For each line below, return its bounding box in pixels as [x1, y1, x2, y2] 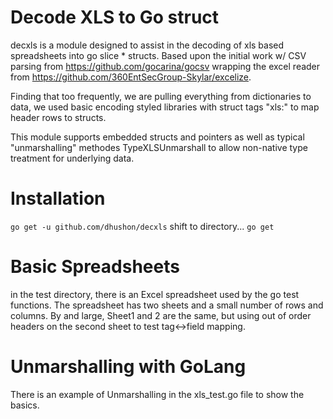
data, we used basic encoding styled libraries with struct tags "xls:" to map [10, 101, 320, 113]
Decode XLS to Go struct [10, 6, 220, 29]
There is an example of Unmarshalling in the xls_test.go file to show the [10, 388, 305, 400]
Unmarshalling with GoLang [10, 356, 247, 378]
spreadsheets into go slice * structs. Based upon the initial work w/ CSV [10, 49, 307, 61]
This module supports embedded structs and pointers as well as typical [10, 131, 305, 143]
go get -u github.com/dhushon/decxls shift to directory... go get [10, 220, 275, 232]
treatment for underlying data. [10, 152, 135, 164]
